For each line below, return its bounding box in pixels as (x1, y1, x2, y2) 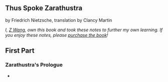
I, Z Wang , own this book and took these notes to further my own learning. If (5, 27, 163, 33)
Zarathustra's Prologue (5, 62, 63, 69)
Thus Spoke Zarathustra (5, 4, 82, 12)
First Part (5, 47, 35, 55)
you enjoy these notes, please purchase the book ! (5, 32, 108, 38)
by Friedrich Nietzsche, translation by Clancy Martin (5, 17, 112, 23)
